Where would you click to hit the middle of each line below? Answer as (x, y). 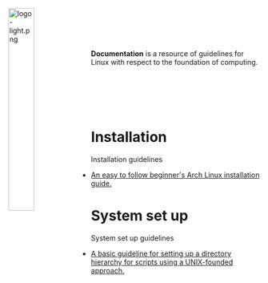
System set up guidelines (132, 238)
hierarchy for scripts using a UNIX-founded (162, 262)
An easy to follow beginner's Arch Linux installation (175, 175)
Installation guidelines (127, 159)
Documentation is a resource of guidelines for (167, 54)
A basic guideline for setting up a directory (161, 253)
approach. (108, 270)
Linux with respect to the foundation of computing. (174, 62)
